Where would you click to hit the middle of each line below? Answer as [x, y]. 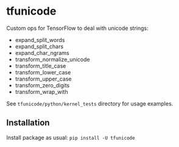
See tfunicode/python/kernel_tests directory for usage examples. [90, 103]
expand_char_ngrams [42, 52]
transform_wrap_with [41, 91]
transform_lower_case [43, 72]
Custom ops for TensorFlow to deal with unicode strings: [77, 28]
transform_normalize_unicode [52, 59]
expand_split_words [40, 40]
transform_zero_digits [42, 85]
